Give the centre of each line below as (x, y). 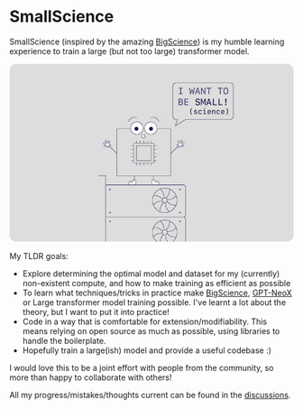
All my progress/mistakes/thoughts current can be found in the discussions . (150, 395)
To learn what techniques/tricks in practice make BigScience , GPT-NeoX (157, 293)
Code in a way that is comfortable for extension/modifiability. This (145, 321)
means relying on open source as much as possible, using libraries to (151, 331)
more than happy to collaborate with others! (91, 377)
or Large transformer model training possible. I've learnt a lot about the (154, 302)
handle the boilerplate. (64, 341)
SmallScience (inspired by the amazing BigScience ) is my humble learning (147, 42)
